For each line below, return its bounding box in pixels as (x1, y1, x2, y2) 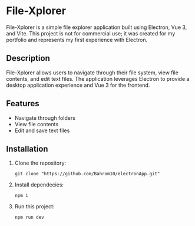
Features (6, 99, 39, 109)
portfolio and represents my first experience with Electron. (6, 36, 148, 43)
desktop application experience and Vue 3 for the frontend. (6, 81, 150, 89)
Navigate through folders (14, 114, 75, 122)
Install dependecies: (14, 181, 64, 188)
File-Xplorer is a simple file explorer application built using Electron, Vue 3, (6, 24, 187, 31)
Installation (6, 143, 48, 154)
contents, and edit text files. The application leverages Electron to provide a (6, 75, 190, 82)
